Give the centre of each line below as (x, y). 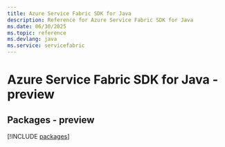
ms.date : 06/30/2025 (37, 26)
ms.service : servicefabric (46, 46)
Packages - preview (51, 120)
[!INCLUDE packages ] (38, 136)
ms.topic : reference (37, 33)
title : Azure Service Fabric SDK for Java (69, 13)
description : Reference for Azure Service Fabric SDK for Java (100, 20)
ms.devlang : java (32, 39)
